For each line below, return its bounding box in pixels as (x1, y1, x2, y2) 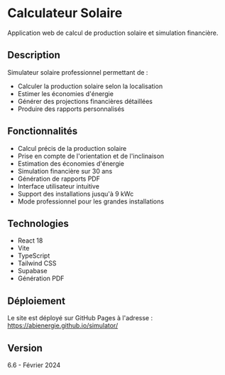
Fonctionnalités (7, 125, 78, 137)
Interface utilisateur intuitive (17, 181, 99, 190)
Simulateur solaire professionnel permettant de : (7, 68, 148, 76)
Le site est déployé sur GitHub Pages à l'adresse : (7, 314, 153, 322)
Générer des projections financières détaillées (17, 97, 153, 105)
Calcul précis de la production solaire (17, 144, 127, 152)
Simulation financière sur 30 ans (17, 167, 113, 175)
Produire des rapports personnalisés (17, 105, 125, 113)
